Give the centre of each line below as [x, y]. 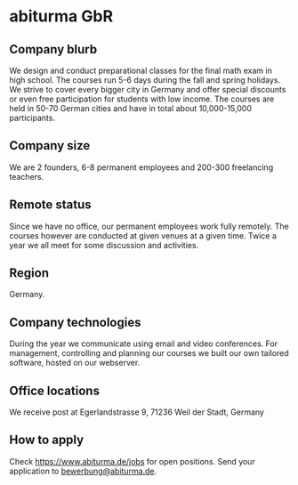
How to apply [47, 440]
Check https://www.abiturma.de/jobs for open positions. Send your [132, 461]
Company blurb [53, 49]
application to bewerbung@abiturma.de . [83, 471]
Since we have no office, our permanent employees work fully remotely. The [149, 226]
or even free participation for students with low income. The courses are [142, 99]
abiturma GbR [61, 16]
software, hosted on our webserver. [75, 363]
